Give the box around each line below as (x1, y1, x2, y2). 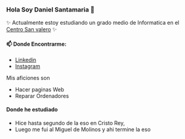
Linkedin (14, 56, 37, 63)
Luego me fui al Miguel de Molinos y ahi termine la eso (14, 126, 151, 133)
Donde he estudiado (6, 106, 58, 113)
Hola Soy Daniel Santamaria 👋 (6, 5, 95, 14)
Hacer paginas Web (14, 85, 64, 93)
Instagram (14, 63, 40, 70)
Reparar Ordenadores (14, 92, 69, 99)
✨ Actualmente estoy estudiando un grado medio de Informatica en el (6, 19, 180, 26)
